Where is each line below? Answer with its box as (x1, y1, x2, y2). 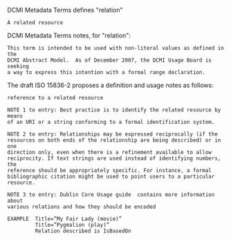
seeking (7, 63, 30, 70)
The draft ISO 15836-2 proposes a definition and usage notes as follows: (7, 81, 214, 89)
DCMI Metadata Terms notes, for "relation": (7, 31, 131, 39)
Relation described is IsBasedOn (35, 228, 131, 234)
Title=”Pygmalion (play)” (35, 221, 110, 228)
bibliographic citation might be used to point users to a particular (7, 173, 215, 180)
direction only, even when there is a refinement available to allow (7, 149, 212, 156)
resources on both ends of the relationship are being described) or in (7, 137, 221, 144)
